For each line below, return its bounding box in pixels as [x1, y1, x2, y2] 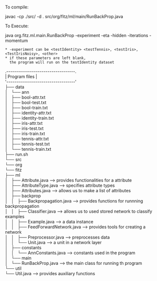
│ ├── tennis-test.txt [5, 141, 50, 147]
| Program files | [5, 74, 38, 80]
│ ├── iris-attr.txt [5, 120, 43, 126]
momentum [5, 38, 28, 43]
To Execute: [5, 23, 29, 29]
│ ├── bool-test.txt [5, 100, 47, 105]
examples [5, 214, 25, 219]
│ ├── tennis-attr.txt [5, 136, 49, 141]
